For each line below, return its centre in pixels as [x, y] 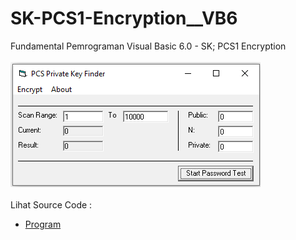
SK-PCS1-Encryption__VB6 [124, 18]
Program [43, 224]
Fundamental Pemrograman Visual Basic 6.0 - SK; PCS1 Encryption [148, 46]
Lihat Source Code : [51, 204]
